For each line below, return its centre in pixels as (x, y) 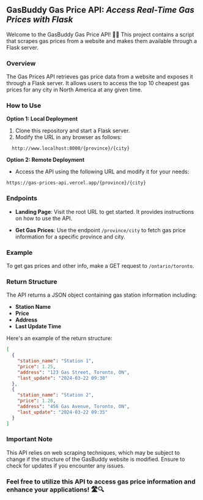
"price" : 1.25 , (37, 366)
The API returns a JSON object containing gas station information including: (102, 295)
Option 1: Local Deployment (42, 119)
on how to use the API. (44, 218)
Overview (21, 63)
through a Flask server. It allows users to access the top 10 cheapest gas (98, 83)
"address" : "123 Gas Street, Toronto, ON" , (74, 372)
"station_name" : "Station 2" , (56, 395)
